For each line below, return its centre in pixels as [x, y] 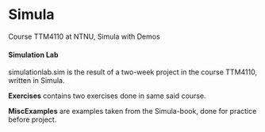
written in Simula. [36, 81]
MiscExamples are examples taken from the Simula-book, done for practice [132, 111]
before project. [33, 119]
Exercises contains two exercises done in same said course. [107, 96]
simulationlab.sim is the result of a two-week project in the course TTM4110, [133, 72]
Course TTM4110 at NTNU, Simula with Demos [84, 36]
